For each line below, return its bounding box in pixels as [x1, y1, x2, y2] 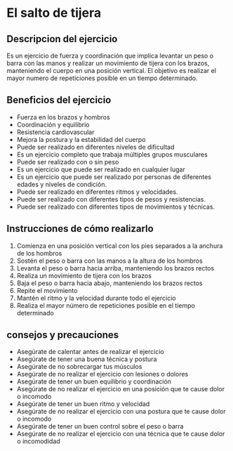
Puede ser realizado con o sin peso [16, 157, 119, 166]
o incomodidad [16, 437, 60, 445]
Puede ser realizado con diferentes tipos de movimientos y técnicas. [16, 202, 215, 211]
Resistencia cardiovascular [16, 128, 95, 136]
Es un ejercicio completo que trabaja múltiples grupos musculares [16, 150, 208, 159]
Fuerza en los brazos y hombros [16, 112, 110, 121]
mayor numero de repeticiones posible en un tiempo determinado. [6, 74, 198, 82]
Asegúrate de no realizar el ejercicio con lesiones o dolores [16, 370, 189, 379]
